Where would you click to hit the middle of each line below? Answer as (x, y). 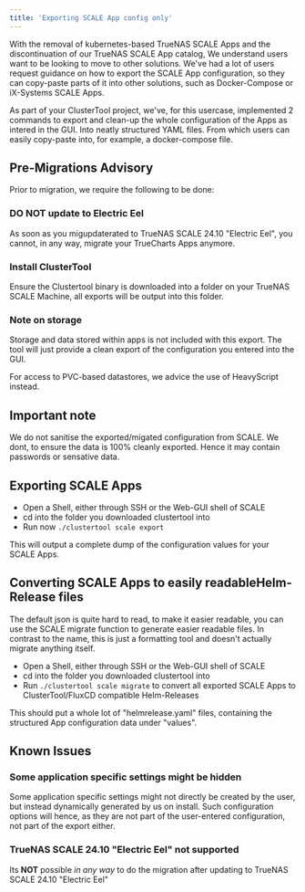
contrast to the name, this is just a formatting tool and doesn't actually (141, 638)
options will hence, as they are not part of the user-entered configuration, (147, 816)
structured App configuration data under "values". (103, 722)
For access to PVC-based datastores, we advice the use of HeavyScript (144, 377)
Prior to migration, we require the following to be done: (112, 190)
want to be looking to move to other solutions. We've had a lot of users (142, 63)
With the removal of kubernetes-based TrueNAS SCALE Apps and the (140, 44)
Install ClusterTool (51, 267)
